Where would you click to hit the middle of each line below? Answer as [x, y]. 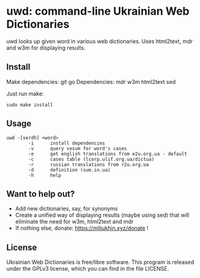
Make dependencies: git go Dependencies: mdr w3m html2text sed [91, 81]
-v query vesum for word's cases [78, 148]
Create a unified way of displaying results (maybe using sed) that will [102, 215]
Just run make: [25, 94]
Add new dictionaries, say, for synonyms [66, 209]
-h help [45, 175]
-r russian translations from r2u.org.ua [89, 164]
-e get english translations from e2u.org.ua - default [108, 154]
